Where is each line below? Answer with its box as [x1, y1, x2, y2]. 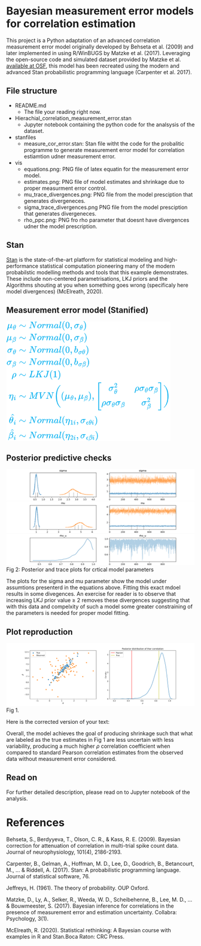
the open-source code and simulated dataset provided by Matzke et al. [6, 56, 181, 63]
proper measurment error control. [23, 184, 107, 192]
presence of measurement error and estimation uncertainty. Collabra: [6, 908, 178, 915]
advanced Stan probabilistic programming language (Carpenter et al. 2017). [6, 68, 193, 75]
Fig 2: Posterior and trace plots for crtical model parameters [6, 566, 154, 573]
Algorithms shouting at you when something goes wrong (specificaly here [6, 281, 188, 289]
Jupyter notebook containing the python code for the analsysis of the [23, 121, 195, 128]
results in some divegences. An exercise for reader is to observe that [6, 590, 176, 598]
